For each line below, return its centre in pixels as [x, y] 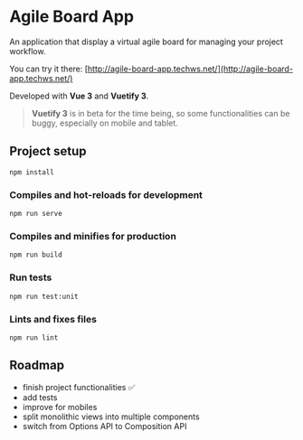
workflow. [28, 51]
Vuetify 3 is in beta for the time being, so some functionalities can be [161, 113]
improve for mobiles [60, 407]
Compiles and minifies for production [93, 236]
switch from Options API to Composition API [104, 426]
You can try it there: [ [49, 69]
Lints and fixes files [53, 319]
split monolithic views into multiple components [111, 417]
